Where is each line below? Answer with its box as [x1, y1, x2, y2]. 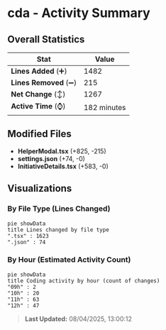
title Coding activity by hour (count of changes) [7, 277, 160, 285]
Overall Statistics [7, 33, 85, 45]
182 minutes [83, 102, 126, 112]
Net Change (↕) [11, 89, 66, 99]
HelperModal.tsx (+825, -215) [17, 147, 106, 155]
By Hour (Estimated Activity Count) [7, 255, 131, 265]
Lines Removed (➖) [11, 78, 77, 87]
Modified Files [7, 128, 72, 140]
